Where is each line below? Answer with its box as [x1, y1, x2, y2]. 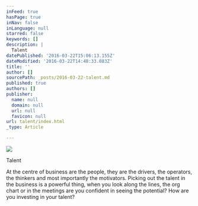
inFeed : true [6, 8, 39, 15]
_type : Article [6, 124, 44, 130]
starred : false [6, 31, 44, 37]
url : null [11, 108, 36, 114]
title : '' [6, 63, 31, 70]
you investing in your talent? [6, 194, 75, 200]
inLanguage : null [6, 25, 49, 31]
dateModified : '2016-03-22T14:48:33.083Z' [6, 58, 113, 64]
